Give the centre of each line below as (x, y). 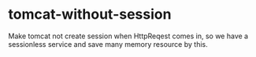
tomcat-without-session (90, 14)
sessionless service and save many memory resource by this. (108, 44)
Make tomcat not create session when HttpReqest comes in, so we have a (128, 36)
